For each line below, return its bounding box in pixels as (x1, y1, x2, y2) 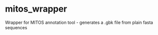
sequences (5, 24, 28, 30)
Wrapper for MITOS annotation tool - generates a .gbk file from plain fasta (5, 19, 153, 25)
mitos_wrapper (5, 3, 67, 15)
